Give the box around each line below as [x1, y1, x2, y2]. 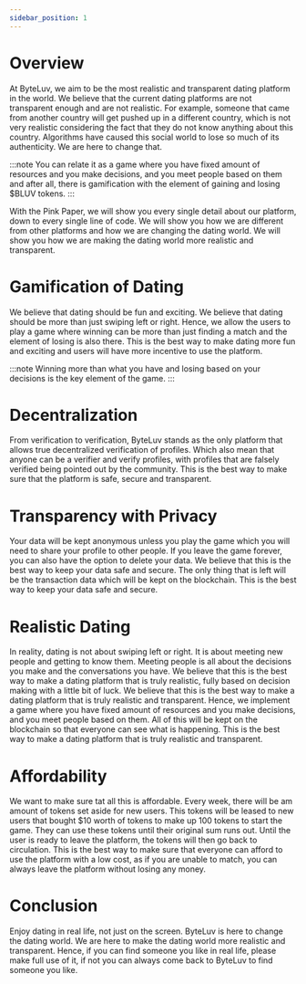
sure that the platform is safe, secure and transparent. [9, 474, 212, 485]
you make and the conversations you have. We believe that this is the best [9, 665, 288, 676]
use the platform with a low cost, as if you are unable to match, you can [9, 854, 278, 865]
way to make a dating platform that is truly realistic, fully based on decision [9, 675, 291, 686]
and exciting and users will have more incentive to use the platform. [9, 345, 263, 356]
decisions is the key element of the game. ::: [9, 372, 175, 383]
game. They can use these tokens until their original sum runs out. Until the [9, 825, 291, 836]
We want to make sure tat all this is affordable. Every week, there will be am [9, 796, 293, 807]
